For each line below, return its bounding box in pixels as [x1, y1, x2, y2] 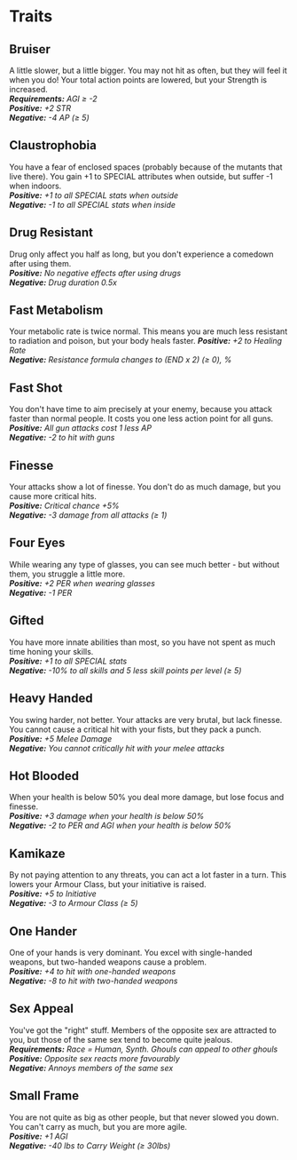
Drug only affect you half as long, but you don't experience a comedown [9, 249, 274, 259]
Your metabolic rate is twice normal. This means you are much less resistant [9, 326, 288, 337]
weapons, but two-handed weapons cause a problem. [9, 957, 207, 967]
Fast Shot [9, 380, 63, 395]
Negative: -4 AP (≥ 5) [9, 113, 90, 123]
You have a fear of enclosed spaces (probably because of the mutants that [9, 162, 283, 172]
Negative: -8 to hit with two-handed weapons [9, 975, 178, 986]
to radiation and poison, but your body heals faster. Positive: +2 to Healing [9, 336, 282, 346]
